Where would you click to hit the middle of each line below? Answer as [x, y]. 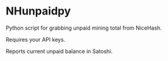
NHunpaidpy [38, 11]
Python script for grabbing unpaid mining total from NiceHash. [84, 28]
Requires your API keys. [36, 39]
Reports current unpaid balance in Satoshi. [59, 51]
